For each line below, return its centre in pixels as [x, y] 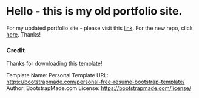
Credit [16, 50]
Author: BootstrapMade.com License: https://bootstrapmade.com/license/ [99, 88]
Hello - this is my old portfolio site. [94, 11]
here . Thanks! [24, 34]
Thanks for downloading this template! [54, 64]
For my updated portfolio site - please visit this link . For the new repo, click [99, 28]
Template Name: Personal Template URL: [58, 75]
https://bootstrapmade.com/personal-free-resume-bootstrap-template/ [96, 82]
